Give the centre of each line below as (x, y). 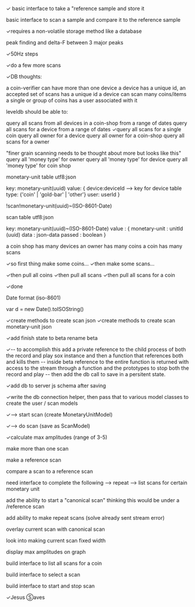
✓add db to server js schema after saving (56, 386)
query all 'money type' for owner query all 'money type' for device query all (97, 159)
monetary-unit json (29, 327)
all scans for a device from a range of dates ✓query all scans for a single (94, 129)
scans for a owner (28, 142)
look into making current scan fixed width (56, 540)
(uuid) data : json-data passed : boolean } (56, 235)
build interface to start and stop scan (51, 586)
